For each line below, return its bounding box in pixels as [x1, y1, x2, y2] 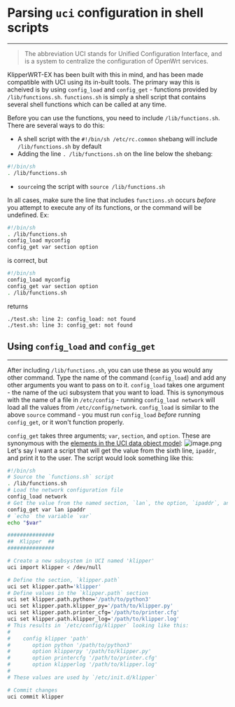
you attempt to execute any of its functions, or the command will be [7, 203, 202, 211]
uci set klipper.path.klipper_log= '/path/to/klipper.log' [7, 615, 180, 622]
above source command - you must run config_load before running [7, 410, 201, 419]
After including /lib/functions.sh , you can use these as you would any [7, 366, 213, 374]
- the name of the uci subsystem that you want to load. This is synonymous [7, 388, 225, 397]
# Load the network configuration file [7, 487, 124, 494]
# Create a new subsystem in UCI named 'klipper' [7, 557, 155, 564]
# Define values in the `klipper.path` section [7, 590, 149, 597]
